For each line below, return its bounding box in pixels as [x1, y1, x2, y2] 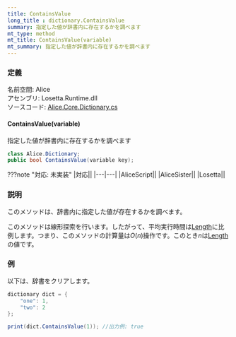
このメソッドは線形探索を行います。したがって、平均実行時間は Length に [7, 222, 218, 230]
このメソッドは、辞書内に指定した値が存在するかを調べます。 [7, 207, 187, 215]
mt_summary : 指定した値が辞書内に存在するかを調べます [7, 43, 151, 50]
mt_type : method [7, 30, 55, 37]
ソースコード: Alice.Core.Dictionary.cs [7, 103, 118, 112]
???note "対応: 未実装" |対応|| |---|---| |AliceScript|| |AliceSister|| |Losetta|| [7, 170, 225, 179]
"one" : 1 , [20, 297, 49, 305]
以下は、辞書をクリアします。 [7, 276, 94, 285]
